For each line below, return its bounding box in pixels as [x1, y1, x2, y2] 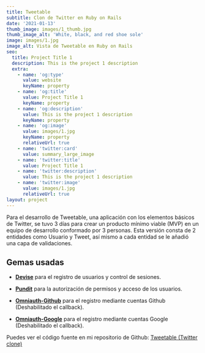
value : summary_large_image [22, 151, 95, 157]
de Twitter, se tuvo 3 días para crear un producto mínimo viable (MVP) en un [6, 220, 199, 227]
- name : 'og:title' [17, 89, 67, 95]
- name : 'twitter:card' [17, 145, 78, 152]
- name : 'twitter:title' [17, 157, 81, 163]
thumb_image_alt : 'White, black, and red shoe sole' [6, 32, 144, 38]
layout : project [6, 196, 48, 203]
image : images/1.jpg [6, 37, 59, 43]
